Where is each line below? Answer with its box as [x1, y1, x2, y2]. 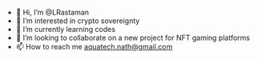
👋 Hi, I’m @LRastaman [15, 8, 90, 17]
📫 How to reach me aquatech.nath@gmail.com [15, 42, 173, 51]
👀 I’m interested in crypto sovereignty [15, 16, 140, 26]
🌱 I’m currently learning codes [15, 25, 116, 33]
